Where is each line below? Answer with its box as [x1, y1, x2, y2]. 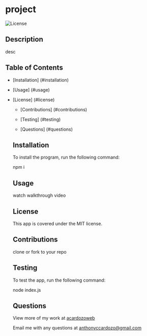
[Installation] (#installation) [12, 77, 69, 83]
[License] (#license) [12, 97, 55, 103]
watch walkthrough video [12, 192, 66, 199]
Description [5, 35, 43, 44]
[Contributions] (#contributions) [20, 106, 87, 112]
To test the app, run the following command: [12, 277, 106, 283]
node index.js [12, 287, 41, 293]
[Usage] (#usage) [12, 86, 50, 93]
